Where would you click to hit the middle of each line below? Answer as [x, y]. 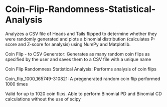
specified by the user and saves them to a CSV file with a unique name [78, 59]
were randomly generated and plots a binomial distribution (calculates [77, 39]
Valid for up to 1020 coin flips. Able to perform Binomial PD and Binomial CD [83, 93]
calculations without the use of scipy [43, 99]
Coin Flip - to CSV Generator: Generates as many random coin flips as [77, 54]
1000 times [17, 84]
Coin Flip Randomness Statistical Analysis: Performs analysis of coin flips [81, 69]
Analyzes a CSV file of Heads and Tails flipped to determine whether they [81, 33]
